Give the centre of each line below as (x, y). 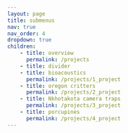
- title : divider (45, 66)
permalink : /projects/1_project (73, 79)
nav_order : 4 (26, 33)
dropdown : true (30, 40)
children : (22, 46)
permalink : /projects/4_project (73, 118)
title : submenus (31, 20)
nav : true (22, 27)
